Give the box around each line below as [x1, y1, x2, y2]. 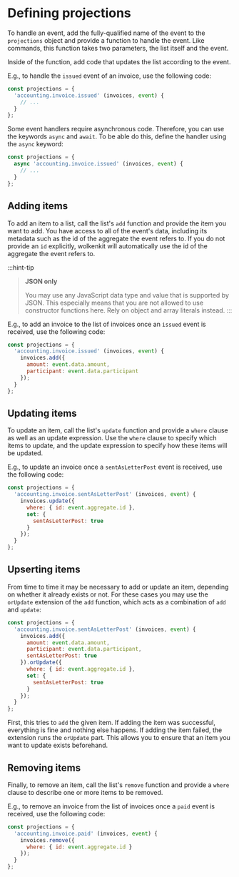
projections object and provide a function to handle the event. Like [7, 36, 205, 44]
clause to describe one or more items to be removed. [7, 788, 163, 796]
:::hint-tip [7, 263, 34, 272]
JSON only [24, 277, 58, 285]
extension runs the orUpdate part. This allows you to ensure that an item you [7, 734, 230, 742]
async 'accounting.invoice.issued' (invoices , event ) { [14, 161, 183, 168]
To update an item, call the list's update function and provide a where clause [7, 426, 228, 435]
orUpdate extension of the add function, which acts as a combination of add [7, 597, 226, 606]
